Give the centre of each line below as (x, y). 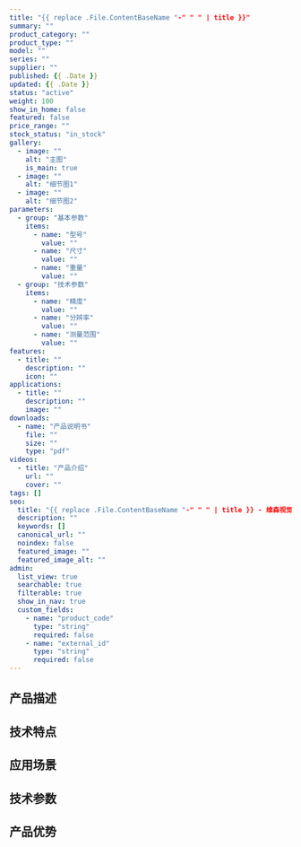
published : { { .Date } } (54, 76)
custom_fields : (46, 610)
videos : (24, 460)
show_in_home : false (48, 109)
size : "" (42, 443)
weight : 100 (31, 101)
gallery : (26, 143)
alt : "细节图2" (52, 201)
